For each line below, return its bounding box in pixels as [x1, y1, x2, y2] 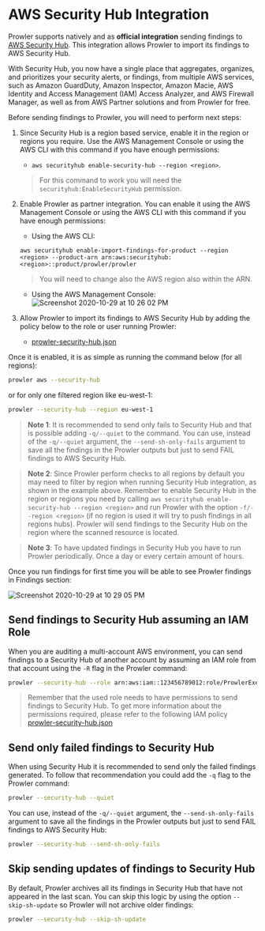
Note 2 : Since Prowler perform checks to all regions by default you [27, 469, 244, 478]
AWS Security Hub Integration [8, 6, 210, 24]
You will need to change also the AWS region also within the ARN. [39, 274, 252, 284]
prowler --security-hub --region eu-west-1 [8, 405, 154, 413]
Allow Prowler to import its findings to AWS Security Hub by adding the [19, 313, 251, 322]
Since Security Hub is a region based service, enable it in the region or [19, 128, 250, 138]
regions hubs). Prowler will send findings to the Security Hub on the [27, 519, 248, 529]
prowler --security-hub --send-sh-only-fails [8, 840, 160, 849]
